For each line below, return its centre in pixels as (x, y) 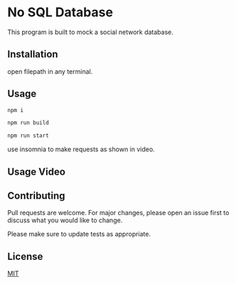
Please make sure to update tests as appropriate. (79, 234)
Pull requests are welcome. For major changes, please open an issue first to (118, 213)
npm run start (28, 136)
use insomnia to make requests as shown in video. (81, 149)
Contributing (36, 196)
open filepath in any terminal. (50, 71)
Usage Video (37, 171)
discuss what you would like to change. (65, 220)
